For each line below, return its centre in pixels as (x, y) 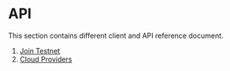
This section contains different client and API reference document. (116, 35)
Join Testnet (40, 50)
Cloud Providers (46, 59)
